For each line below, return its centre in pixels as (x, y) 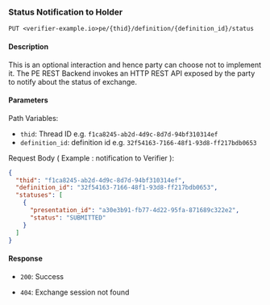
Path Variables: (33, 118)
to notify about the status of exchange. (73, 81)
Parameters (28, 100)
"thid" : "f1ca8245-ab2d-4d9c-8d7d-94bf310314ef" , (100, 180)
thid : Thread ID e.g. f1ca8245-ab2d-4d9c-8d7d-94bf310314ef (119, 134)
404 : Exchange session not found (75, 292)
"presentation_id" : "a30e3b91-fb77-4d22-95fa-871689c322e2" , (135, 211)
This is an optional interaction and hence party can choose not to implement (135, 65)
